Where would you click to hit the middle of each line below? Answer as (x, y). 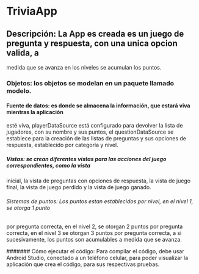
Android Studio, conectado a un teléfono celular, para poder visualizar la (97, 258)
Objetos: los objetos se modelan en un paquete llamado (90, 83)
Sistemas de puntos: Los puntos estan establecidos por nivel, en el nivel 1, (100, 201)
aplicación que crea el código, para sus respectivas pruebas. (83, 264)
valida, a (23, 53)
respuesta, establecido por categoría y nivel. (62, 145)
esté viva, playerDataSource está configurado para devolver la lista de (95, 126)
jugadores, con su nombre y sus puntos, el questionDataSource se (90, 132)
